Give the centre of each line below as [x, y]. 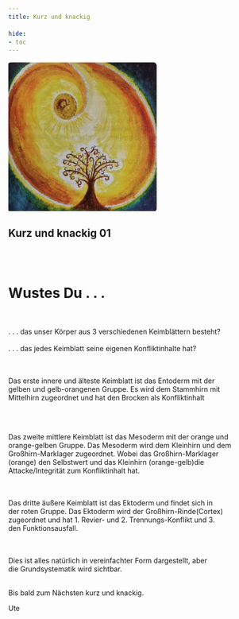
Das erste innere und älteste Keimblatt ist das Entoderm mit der [112, 381]
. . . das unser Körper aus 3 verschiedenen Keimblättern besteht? [114, 332]
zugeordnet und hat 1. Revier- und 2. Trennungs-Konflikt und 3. [112, 520]
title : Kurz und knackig [49, 17]
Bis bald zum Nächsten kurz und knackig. [76, 593]
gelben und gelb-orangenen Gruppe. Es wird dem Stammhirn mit [114, 389]
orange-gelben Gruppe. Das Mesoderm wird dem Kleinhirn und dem [120, 446]
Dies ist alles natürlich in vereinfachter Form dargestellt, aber [108, 561]
